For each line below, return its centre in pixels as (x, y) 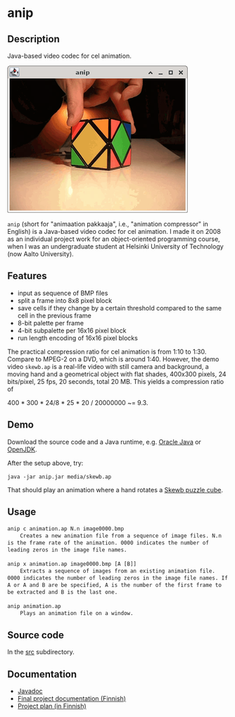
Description (33, 39)
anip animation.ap (34, 606)
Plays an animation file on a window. (77, 613)
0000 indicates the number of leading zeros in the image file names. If (118, 578)
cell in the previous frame (54, 316)
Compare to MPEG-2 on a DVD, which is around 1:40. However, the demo (113, 359)
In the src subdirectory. (41, 652)
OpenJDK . (22, 449)
